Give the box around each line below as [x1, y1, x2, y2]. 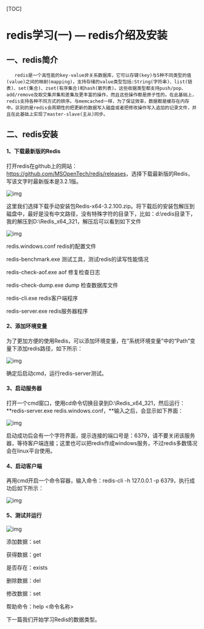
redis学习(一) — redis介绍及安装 [6, 29, 168, 42]
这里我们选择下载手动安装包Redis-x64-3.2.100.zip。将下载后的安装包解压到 [6, 202, 195, 209]
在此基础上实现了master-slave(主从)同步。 [10, 111, 108, 117]
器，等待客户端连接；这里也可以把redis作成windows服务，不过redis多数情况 [6, 440, 198, 446]
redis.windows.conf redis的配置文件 [6, 242, 96, 250]
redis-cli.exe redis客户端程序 [6, 294, 78, 302]
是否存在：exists [6, 564, 48, 572]
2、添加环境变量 [6, 322, 47, 330]
